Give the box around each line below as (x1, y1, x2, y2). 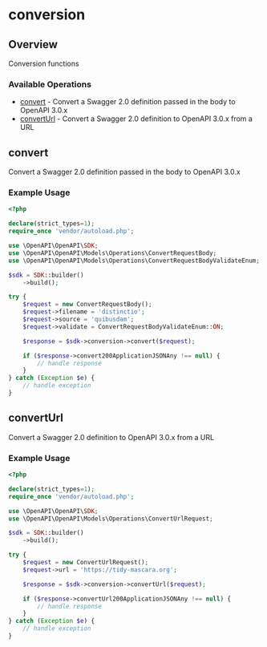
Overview (8, 38, 59, 51)
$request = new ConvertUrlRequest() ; (22, 559, 149, 567)
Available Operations (8, 79, 92, 90)
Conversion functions (8, 59, 79, 68)
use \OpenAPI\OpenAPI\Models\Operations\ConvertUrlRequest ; (8, 515, 214, 523)
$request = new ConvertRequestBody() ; (22, 301, 152, 309)
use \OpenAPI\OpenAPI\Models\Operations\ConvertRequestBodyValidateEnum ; (8, 257, 261, 265)
